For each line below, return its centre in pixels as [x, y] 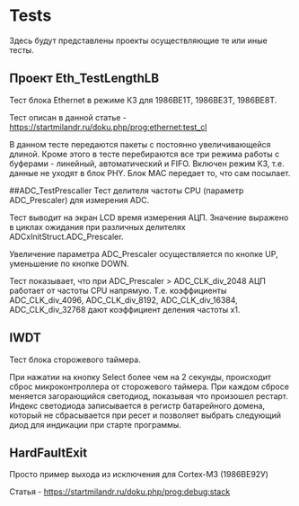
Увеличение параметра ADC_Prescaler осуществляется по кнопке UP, [144, 253]
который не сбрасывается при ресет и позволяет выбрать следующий [145, 415]
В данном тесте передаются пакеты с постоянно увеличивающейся [140, 144]
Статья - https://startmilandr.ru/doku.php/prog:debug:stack [120, 492]
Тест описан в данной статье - [68, 117]
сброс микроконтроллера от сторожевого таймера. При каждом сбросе [149, 386]
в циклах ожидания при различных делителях [97, 226]
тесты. [22, 49]
